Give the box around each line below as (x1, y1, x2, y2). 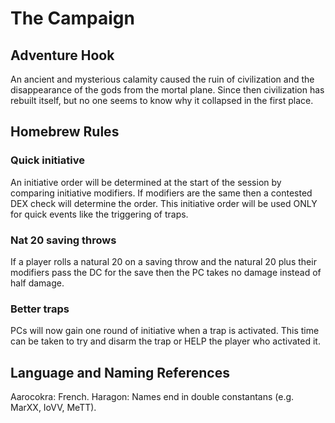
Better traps (10, 302, 70, 316)
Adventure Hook (10, 47, 115, 64)
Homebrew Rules (10, 123, 120, 141)
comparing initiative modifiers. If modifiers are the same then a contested (10, 187, 313, 199)
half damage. (10, 277, 65, 289)
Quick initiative (10, 153, 85, 167)
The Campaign (10, 7, 135, 30)
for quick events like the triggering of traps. (10, 208, 189, 220)
